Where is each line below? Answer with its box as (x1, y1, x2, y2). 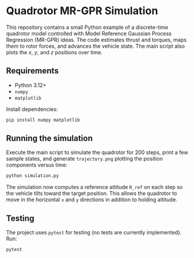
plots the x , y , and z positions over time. (6, 48, 103, 55)
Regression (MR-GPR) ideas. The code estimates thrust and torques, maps (6, 36, 187, 43)
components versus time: (6, 161, 68, 169)
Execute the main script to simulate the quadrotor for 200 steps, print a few (6, 149, 188, 156)
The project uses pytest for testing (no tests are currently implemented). (6, 229, 182, 236)
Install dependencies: (6, 105, 58, 113)
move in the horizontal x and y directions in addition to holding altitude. (6, 196, 178, 203)
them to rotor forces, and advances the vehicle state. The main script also (6, 43, 185, 50)
